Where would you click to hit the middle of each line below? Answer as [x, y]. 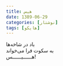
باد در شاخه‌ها [21, 44]
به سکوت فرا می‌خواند [30, 51]
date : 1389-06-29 [27, 17]
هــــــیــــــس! [21, 57]
